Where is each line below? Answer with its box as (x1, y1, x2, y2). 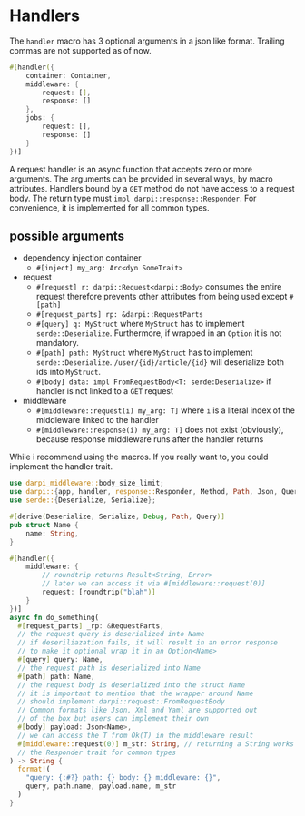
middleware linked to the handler (35, 415, 159, 426)
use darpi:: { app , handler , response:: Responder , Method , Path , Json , (9, 487, 279, 496)
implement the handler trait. (9, 461, 113, 472)
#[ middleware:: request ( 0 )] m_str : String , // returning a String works (17, 739, 295, 749)
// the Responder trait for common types (17, 748, 177, 757)
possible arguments (9, 228, 125, 243)
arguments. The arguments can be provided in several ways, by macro (9, 173, 274, 184)
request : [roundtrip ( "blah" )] (42, 587, 156, 596)
